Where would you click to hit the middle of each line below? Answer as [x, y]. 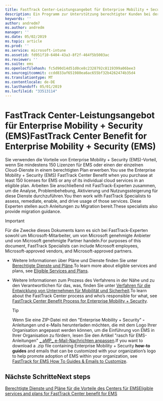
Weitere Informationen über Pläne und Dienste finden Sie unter [75, 261]
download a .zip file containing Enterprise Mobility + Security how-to [81, 346]
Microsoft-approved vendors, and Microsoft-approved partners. [69, 251]
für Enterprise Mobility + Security [74, 125]
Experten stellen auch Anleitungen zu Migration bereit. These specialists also [81, 206]
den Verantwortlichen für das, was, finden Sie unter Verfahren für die [81, 286]
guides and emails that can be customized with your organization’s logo [84, 351]
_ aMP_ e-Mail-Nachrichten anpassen [77, 341]
